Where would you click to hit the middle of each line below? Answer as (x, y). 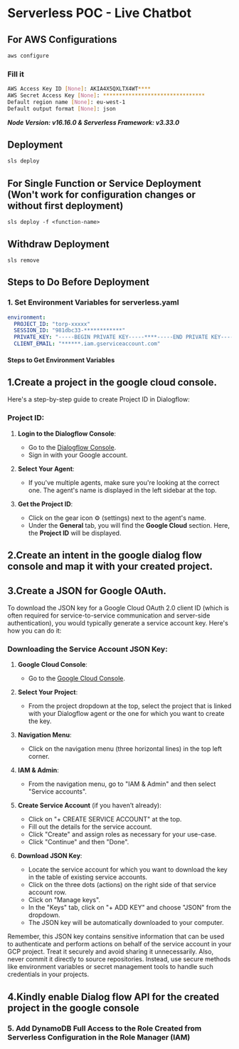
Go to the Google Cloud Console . (77, 678)
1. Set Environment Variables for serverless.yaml (93, 302)
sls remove (23, 260)
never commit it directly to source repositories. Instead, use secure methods (119, 959)
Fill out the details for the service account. (90, 827)
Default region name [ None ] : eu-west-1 (67, 102)
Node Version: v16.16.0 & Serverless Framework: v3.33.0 (94, 122)
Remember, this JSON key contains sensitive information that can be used (116, 936)
